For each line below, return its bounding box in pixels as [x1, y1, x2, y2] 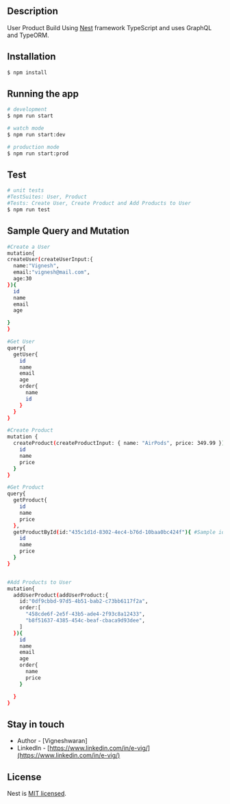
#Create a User [7, 243, 51, 250]
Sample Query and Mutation [7, 226, 130, 237]
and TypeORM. [7, 31, 49, 39]
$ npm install [7, 69, 48, 76]
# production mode [7, 143, 60, 150]
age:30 [13, 276, 32, 282]
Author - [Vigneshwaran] [16, 737, 88, 745]
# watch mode [7, 125, 44, 132]
